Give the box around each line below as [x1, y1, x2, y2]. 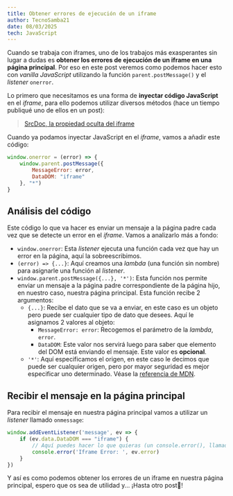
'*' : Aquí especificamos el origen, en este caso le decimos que [27, 355, 209, 364]
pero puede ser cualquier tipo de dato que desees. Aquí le [27, 311, 194, 319]
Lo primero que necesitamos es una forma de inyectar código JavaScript [7, 92, 218, 100]
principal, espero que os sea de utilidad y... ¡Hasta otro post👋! [7, 481, 184, 490]
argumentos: [17, 296, 54, 305]
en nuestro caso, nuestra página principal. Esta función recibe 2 [17, 289, 201, 297]
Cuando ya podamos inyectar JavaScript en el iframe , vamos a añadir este [7, 133, 221, 142]
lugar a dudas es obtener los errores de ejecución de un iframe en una [7, 56, 212, 65]
